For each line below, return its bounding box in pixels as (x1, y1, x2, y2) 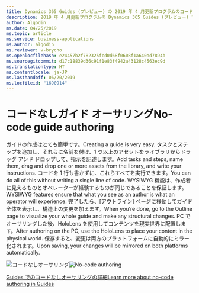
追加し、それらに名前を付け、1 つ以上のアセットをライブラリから (21, 148, 181, 155)
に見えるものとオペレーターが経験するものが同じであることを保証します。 (6, 184, 188, 191)
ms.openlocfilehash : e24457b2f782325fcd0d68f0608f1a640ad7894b (6, 53, 166, 59)
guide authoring (33, 121, 114, 134)
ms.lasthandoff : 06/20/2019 (6, 75, 76, 81)
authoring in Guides (6, 280, 54, 287)
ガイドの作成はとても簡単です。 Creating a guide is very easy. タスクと (6, 140, 178, 148)
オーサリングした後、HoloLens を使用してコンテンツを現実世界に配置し (6, 220, 181, 227)
